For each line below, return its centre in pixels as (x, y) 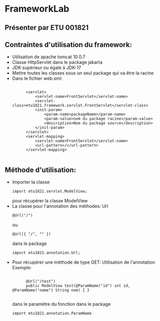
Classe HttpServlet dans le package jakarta (57, 62)
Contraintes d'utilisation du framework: (68, 44)
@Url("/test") (41, 281)
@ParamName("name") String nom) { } (51, 290)
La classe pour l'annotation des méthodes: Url (60, 206)
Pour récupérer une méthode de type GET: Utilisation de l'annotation (84, 262)
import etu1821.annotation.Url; (46, 253)
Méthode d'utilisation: (41, 170)
